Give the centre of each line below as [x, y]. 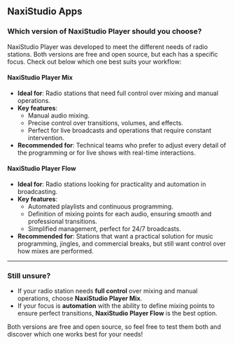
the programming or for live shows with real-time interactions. [106, 153]
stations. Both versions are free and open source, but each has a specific [113, 54]
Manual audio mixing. [58, 115]
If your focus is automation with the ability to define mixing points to [116, 306]
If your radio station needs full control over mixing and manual [107, 291]
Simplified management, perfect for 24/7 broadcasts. [105, 229]
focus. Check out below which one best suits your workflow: [94, 62]
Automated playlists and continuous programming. [100, 206]
